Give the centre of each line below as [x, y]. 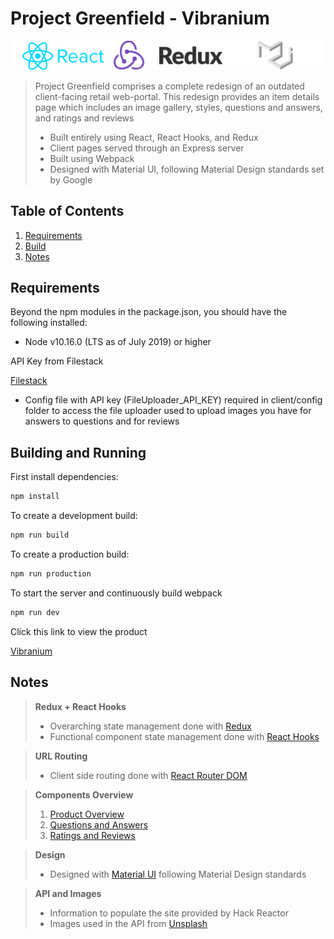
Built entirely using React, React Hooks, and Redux [154, 137]
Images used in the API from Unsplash [128, 923]
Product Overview [87, 814]
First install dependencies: [64, 477]
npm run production [51, 573]
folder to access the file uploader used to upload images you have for [168, 411]
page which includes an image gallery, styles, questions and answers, [178, 107]
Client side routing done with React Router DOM [148, 775]
